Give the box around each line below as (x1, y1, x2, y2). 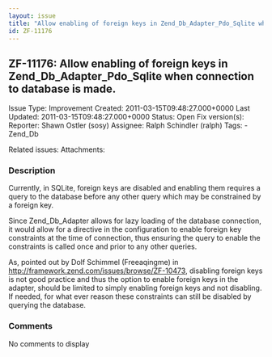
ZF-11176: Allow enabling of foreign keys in (8, 57, 228, 70)
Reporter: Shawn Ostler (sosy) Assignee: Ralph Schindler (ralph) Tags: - (8, 120, 249, 130)
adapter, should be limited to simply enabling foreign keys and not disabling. (8, 283, 262, 293)
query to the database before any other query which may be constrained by (8, 191, 261, 202)
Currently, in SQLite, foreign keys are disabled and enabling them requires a (8, 183, 261, 193)
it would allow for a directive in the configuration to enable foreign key (8, 225, 242, 234)
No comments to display (8, 338, 90, 348)
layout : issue (8, 11, 57, 20)
